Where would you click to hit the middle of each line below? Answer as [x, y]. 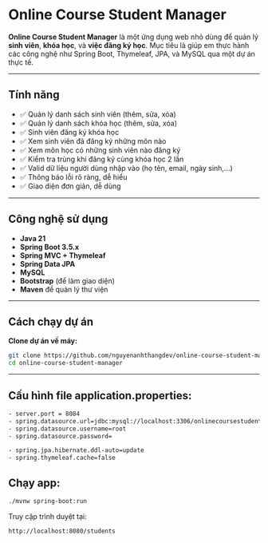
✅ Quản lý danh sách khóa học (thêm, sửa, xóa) [99, 123]
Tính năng [34, 95]
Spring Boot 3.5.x [49, 247]
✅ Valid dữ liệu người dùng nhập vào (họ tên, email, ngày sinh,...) [126, 168]
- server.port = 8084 [44, 414]
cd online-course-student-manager [66, 363]
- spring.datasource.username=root [67, 429]
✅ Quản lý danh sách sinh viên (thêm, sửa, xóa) [98, 114]
